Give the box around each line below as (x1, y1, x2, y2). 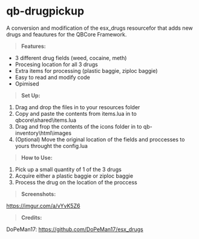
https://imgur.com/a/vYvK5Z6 (6, 202, 80, 209)
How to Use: (21, 153, 53, 161)
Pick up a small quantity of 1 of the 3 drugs (15, 166, 122, 173)
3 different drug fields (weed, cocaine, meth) (15, 54, 127, 61)
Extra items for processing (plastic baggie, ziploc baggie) (15, 67, 158, 74)
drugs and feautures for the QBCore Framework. (6, 30, 127, 38)
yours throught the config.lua (15, 142, 88, 149)
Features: (21, 42, 47, 50)
